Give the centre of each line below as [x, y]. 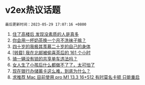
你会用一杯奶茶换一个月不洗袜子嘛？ [49, 40]
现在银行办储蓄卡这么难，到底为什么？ [51, 71]
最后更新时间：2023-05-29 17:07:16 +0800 [46, 24]
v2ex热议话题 [33, 10]
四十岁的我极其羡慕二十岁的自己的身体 [51, 46]
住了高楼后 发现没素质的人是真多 [46, 34]
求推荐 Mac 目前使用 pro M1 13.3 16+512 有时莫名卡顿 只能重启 [76, 77]
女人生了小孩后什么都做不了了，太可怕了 [53, 65]
